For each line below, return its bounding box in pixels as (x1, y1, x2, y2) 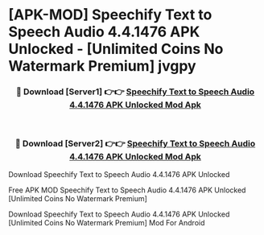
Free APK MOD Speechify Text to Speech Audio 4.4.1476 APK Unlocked (8, 185, 246, 195)
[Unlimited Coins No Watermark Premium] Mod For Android (8, 217, 205, 227)
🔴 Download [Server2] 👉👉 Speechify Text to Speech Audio (14, 138, 256, 150)
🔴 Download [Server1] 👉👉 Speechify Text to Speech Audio (15, 86, 255, 97)
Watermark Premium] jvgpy (8, 57, 196, 76)
